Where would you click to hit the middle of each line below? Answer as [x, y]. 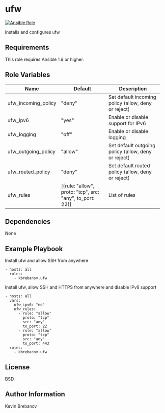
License [17, 367]
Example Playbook [34, 249]
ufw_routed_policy [29, 172]
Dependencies [28, 221]
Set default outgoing [132, 145]
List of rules [122, 195]
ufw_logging [22, 134]
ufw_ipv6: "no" [29, 305]
